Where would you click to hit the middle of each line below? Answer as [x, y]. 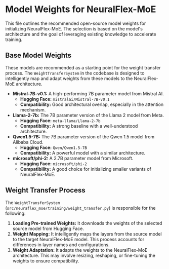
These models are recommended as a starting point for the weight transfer [83, 67]
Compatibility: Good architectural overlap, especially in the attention [92, 104]
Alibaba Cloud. [28, 142]
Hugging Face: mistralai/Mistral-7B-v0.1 [65, 99]
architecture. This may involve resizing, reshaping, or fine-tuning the [84, 255]
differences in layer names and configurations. [61, 245]
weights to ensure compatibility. [46, 261]
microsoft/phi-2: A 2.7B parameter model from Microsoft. [73, 158]
